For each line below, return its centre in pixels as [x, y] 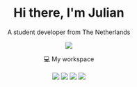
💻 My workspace [69, 59]
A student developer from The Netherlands [69, 32]
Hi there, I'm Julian [69, 13]
